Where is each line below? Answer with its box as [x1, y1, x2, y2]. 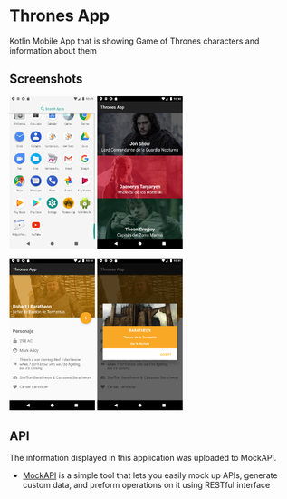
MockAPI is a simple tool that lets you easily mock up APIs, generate [22, 470, 278, 481]
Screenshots [9, 72, 83, 87]
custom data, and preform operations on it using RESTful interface [22, 480, 271, 491]
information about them [9, 44, 97, 55]
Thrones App [9, 5, 110, 26]
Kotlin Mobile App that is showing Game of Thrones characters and [9, 35, 260, 46]
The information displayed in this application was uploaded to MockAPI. [9, 453, 277, 464]
